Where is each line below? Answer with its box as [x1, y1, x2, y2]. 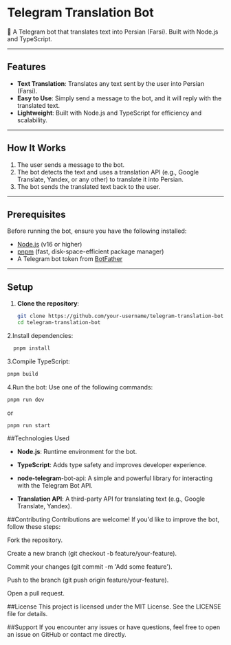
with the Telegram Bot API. [16, 482, 93, 490]
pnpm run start [7, 422, 51, 429]
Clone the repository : [16, 299, 80, 308]
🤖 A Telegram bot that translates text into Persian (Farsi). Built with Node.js [7, 27, 219, 36]
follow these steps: [7, 523, 60, 531]
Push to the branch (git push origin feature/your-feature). [7, 576, 169, 585]
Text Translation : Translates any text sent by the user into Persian [16, 79, 205, 87]
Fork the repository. [7, 536, 63, 544]
